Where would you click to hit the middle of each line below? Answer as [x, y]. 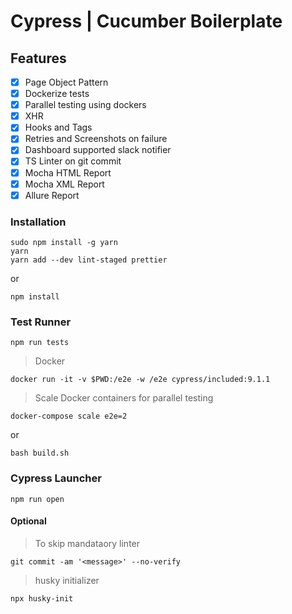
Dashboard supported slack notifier [98, 150]
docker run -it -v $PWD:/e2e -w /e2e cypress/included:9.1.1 [140, 380]
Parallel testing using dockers [85, 105]
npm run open [37, 499]
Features [38, 58]
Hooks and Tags [58, 127]
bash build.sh [40, 453]
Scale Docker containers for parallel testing [124, 398]
